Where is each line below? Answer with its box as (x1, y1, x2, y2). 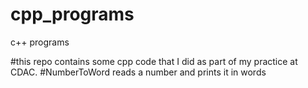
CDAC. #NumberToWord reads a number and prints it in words (10, 66, 267, 78)
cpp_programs (10, 3, 135, 26)
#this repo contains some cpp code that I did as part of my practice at (10, 55, 298, 67)
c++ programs (10, 36, 70, 48)
